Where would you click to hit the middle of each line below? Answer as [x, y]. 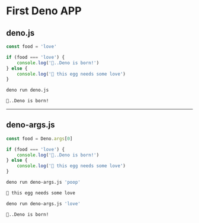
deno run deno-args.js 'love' [44, 203]
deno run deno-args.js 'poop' [44, 183]
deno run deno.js [28, 90]
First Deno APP [44, 11]
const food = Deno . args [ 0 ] [39, 139]
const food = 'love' [32, 46]
